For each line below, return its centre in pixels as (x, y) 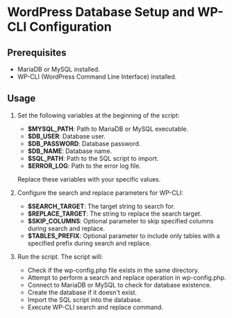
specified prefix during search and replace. (89, 243)
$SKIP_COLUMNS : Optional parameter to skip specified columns (121, 221)
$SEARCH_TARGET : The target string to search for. (101, 206)
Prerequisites (37, 53)
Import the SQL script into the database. (85, 299)
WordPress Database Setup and (101, 12)
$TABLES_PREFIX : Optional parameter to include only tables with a (124, 236)
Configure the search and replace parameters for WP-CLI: (100, 193)
